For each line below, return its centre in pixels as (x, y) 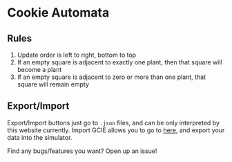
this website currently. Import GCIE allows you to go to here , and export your (116, 130)
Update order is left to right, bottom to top (77, 55)
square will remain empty (53, 84)
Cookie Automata (58, 13)
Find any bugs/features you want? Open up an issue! (82, 151)
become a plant (39, 70)
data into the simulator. (40, 137)
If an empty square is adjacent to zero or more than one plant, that (111, 77)
